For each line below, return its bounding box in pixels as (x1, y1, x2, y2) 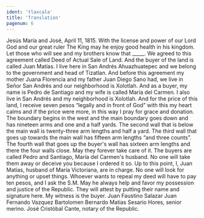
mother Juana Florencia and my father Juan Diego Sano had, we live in (6, 76, 183, 83)
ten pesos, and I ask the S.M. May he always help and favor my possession (6, 179, 194, 186)
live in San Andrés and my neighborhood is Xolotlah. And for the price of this (6, 95, 198, 102)
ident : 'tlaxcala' (6, 9, 53, 15)
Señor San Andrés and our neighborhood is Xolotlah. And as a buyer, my (6, 82, 188, 90)
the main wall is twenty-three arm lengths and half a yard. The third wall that (6, 127, 197, 135)
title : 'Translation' (6, 15, 61, 21)
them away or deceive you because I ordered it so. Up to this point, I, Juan (6, 160, 193, 167)
